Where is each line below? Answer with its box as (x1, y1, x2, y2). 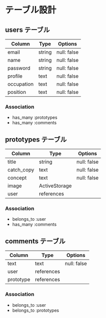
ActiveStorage (39, 182, 72, 189)
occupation (7, 81, 34, 87)
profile (7, 73, 23, 79)
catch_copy (7, 167, 34, 173)
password (7, 65, 30, 71)
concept (7, 174, 27, 181)
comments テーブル (5, 237, 66, 245)
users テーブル (5, 26, 50, 34)
